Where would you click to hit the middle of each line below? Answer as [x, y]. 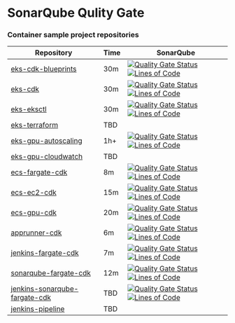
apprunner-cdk [36, 233]
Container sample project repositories [73, 35]
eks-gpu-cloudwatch [47, 157]
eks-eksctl [29, 109]
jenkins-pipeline [38, 309]
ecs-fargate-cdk [39, 172]
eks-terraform [34, 125]
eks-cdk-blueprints [44, 69]
